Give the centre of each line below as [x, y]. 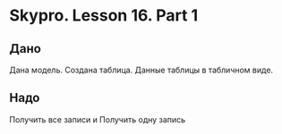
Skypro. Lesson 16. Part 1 [104, 16]
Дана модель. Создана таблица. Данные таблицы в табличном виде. [141, 70]
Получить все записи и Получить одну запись [98, 119]
